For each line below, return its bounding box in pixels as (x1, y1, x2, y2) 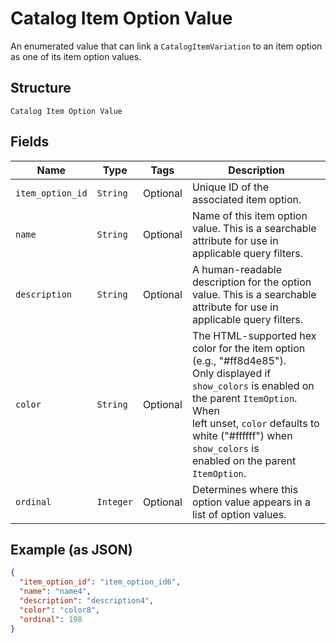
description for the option (191, 275, 312, 289)
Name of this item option (191, 208, 308, 222)
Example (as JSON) (10, 541, 133, 558)
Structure (10, 80, 72, 97)
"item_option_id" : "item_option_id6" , (19, 577, 182, 587)
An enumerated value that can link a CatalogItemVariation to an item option (10, 40, 323, 52)
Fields (10, 133, 50, 151)
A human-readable (191, 262, 283, 276)
